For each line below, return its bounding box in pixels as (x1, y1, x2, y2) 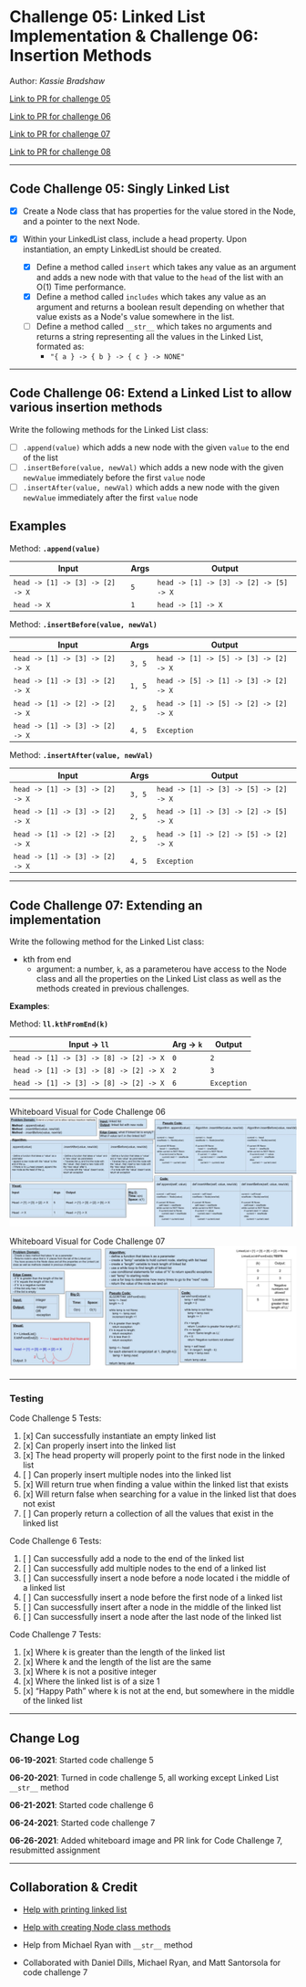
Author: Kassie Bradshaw (9, 75, 106, 86)
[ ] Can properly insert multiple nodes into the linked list (22, 1469, 232, 1480)
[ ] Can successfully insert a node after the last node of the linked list (22, 1612, 282, 1623)
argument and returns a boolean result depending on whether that (36, 301, 285, 312)
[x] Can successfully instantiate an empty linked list (22, 1431, 217, 1442)
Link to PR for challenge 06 (9, 110, 111, 121)
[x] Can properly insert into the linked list (22, 1440, 176, 1451)
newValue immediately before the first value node (22, 472, 206, 483)
